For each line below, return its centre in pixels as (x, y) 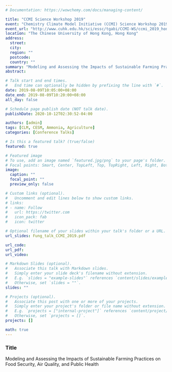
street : (18, 43)
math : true (17, 330)
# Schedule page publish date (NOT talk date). (57, 109)
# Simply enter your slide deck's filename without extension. (76, 273)
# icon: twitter (25, 222)
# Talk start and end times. (36, 81)
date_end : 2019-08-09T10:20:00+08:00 (46, 95)
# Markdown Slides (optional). (39, 264)
